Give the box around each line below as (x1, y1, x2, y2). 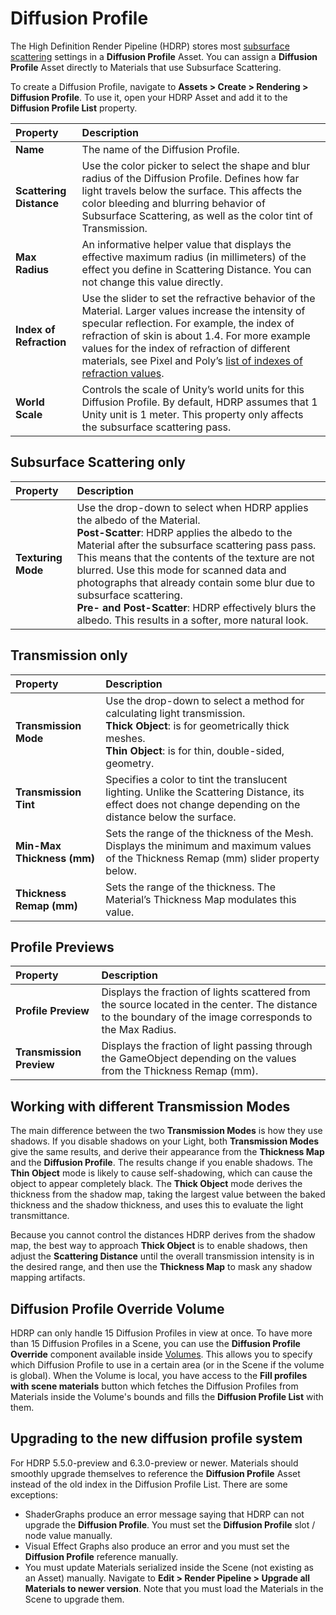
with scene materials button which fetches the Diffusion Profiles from (10, 1380, 299, 1392)
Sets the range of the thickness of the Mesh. (105, 826, 314, 840)
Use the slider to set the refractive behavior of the (81, 291, 316, 305)
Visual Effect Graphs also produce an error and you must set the (24, 1540, 290, 1552)
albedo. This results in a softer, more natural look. (76, 613, 309, 627)
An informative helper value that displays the (81, 237, 292, 251)
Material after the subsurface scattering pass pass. (76, 538, 317, 552)
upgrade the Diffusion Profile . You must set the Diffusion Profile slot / (24, 1518, 316, 1531)
